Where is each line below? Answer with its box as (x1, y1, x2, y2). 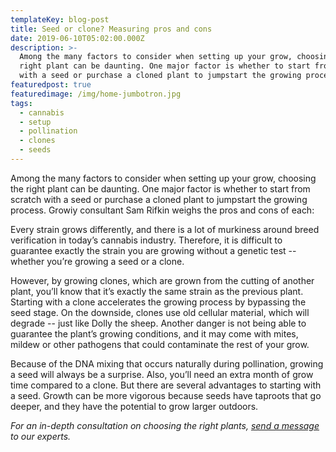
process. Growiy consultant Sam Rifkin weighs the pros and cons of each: (10, 204, 315, 216)
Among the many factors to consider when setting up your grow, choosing (10, 172, 317, 184)
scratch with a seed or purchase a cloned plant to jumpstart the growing (10, 193, 308, 205)
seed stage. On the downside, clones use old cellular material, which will (10, 306, 310, 318)
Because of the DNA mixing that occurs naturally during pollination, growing (10, 357, 324, 370)
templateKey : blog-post (10, 14, 110, 25)
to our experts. (10, 430, 72, 442)
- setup (19, 117, 52, 127)
